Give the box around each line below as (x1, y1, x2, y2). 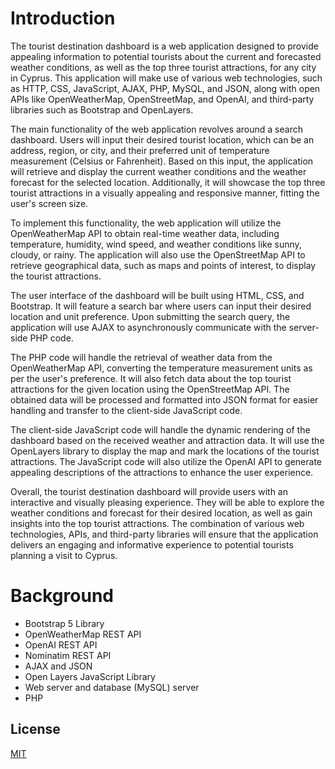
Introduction (10, 7, 116, 30)
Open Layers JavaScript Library (24, 670, 156, 682)
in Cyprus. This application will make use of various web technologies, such (10, 72, 323, 84)
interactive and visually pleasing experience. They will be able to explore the (10, 496, 325, 508)
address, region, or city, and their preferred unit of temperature (10, 144, 270, 156)
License (10, 721, 61, 738)
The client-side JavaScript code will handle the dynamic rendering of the (10, 423, 311, 436)
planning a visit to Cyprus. (10, 549, 118, 561)
